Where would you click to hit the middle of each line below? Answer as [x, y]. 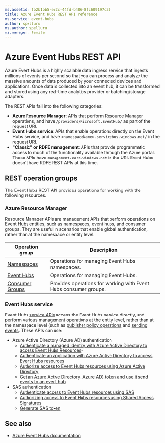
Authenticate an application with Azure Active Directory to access [86, 356]
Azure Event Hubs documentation [46, 436]
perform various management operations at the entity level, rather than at [79, 320]
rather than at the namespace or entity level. [50, 235]
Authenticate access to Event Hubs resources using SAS [77, 392]
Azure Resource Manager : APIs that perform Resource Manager [78, 116]
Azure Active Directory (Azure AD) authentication [62, 340]
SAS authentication [32, 387]
